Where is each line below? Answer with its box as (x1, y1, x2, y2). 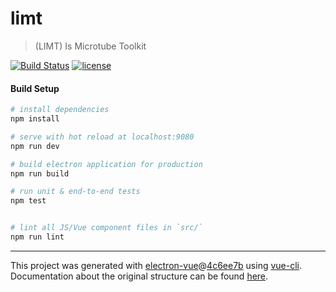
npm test (10, 196, 47, 206)
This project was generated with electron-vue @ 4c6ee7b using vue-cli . (10, 259, 303, 271)
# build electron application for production (10, 159, 203, 169)
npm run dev (10, 141, 60, 151)
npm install (10, 114, 60, 124)
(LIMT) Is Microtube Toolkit (34, 40, 147, 52)
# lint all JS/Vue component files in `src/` (10, 223, 203, 233)
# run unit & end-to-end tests (10, 187, 141, 197)
